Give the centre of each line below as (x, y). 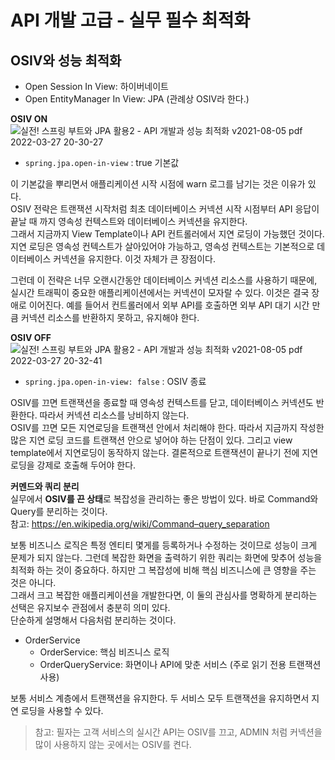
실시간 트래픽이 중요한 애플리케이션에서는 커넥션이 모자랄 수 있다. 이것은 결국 (160, 292)
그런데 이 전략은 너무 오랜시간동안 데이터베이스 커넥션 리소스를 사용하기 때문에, (164, 280)
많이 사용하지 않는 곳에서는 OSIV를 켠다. (113, 744)
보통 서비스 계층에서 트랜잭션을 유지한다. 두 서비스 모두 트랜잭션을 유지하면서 (160, 698)
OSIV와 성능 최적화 (66, 60)
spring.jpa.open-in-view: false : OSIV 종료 (115, 381)
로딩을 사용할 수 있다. (62, 710)
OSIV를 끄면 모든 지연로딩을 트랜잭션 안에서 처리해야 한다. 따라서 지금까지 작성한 (167, 427)
